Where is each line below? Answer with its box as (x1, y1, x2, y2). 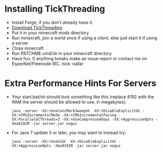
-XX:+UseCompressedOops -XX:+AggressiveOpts (62, 117, 154, 122)
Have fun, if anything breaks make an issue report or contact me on (11, 55, 147, 61)
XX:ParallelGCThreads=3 (11, 117, 60, 122)
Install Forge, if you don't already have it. (11, 19, 93, 25)
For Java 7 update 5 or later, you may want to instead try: (11, 130, 126, 136)
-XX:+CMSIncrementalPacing (62, 113, 117, 118)
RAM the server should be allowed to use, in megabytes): (11, 99, 127, 105)
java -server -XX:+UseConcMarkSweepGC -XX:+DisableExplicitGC (11, 108, 141, 113)
